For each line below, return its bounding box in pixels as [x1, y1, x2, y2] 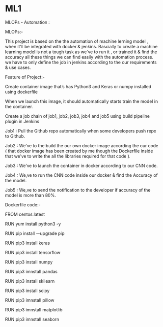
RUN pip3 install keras [5, 240, 50, 246]
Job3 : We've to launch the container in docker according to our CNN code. [5, 163, 158, 168]
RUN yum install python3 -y [5, 221, 61, 227]
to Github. [5, 133, 26, 139]
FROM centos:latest [5, 211, 45, 217]
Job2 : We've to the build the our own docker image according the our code [5, 142, 159, 148]
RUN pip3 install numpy [5, 259, 53, 265]
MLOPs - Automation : [5, 19, 50, 25]
